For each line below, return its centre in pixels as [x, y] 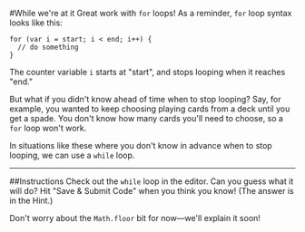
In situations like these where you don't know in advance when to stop [141, 145]
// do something [48, 47]
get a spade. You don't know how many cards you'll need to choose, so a [147, 118]
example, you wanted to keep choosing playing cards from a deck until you [150, 109]
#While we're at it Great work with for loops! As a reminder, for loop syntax [151, 13]
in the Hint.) [31, 200]
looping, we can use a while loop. [72, 155]
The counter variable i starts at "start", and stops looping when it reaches [148, 72]
